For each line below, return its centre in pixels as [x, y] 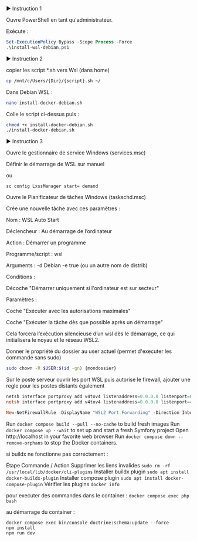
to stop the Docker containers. [81, 442]
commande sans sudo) [34, 358]
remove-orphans [25, 443]
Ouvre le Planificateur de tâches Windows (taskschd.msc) [76, 197]
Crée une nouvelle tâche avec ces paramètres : [63, 208]
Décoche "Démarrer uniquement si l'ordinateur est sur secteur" [83, 288]
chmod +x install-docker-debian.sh [50, 125]
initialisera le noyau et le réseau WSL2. [53, 340]
